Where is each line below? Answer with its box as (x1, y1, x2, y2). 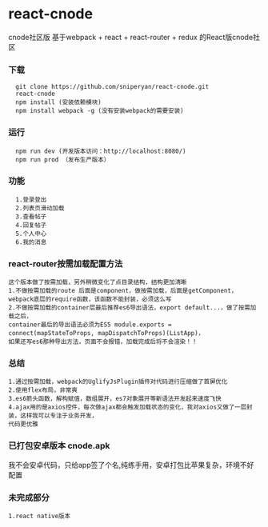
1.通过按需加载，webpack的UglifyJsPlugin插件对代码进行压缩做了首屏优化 (8, 377, 228, 386)
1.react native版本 (8, 513, 71, 521)
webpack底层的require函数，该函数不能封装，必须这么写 (8, 295, 172, 304)
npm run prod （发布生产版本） (15, 155, 110, 164)
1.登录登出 (15, 195, 47, 204)
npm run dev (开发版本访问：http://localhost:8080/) (15, 147, 186, 155)
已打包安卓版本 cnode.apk (8, 441, 110, 452)
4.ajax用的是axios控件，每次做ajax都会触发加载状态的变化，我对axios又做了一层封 (8, 403, 254, 412)
